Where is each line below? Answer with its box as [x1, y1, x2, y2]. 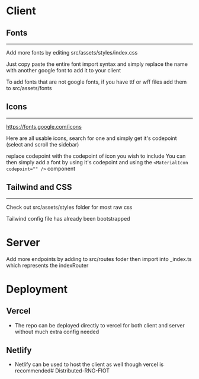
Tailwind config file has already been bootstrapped [6, 215, 130, 222]
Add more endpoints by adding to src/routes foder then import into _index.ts [6, 255, 192, 262]
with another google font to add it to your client [6, 67, 121, 74]
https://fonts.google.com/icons [6, 123, 82, 130]
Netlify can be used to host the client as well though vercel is [14, 361, 164, 368]
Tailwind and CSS [6, 182, 72, 192]
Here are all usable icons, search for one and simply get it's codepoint [6, 135, 177, 142]
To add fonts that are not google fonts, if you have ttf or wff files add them [6, 78, 187, 85]
